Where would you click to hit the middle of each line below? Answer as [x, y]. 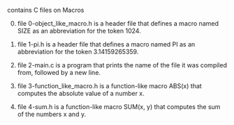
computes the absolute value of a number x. [81, 93]
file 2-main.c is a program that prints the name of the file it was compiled [122, 65]
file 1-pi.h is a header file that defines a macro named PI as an [106, 44]
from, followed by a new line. [59, 73]
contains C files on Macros [46, 10]
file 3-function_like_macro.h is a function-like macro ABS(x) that [110, 86]
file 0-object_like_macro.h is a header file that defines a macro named [118, 23]
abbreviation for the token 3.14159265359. [78, 52]
